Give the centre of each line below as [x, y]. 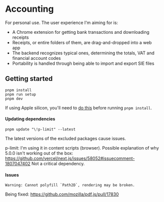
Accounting [29, 9]
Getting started [29, 79]
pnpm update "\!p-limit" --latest [41, 129]
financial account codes [37, 58]
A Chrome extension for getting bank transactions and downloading [81, 32]
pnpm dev [14, 99]
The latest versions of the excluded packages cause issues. [66, 138]
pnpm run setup [21, 94]
